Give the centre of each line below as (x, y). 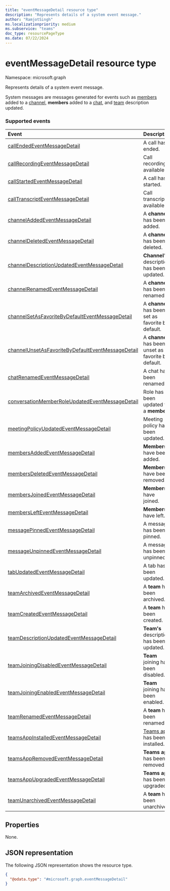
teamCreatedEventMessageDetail (48, 614)
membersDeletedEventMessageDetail (53, 474)
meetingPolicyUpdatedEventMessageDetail (59, 429)
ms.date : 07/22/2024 (27, 39)
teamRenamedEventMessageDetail (49, 717)
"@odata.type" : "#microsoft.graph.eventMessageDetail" (69, 879)
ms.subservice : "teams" (30, 29)
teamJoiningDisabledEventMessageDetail (57, 665)
